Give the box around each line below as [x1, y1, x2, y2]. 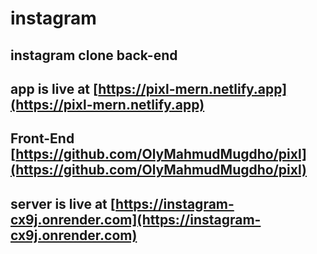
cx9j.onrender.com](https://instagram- [10, 211, 262, 228]
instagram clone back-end [10, 47, 178, 64]
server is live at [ [10, 195, 117, 212]
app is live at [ [10, 80, 99, 97]
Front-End [10, 130, 75, 147]
